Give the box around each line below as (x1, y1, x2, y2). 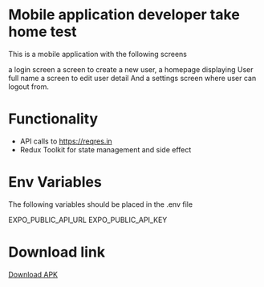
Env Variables (8, 173, 102, 192)
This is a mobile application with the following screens (8, 49, 187, 59)
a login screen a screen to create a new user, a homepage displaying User (8, 64, 254, 74)
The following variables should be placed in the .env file (8, 199, 193, 209)
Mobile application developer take (8, 6, 241, 24)
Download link (8, 243, 106, 261)
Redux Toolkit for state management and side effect (19, 144, 192, 154)
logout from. (8, 82, 50, 91)
